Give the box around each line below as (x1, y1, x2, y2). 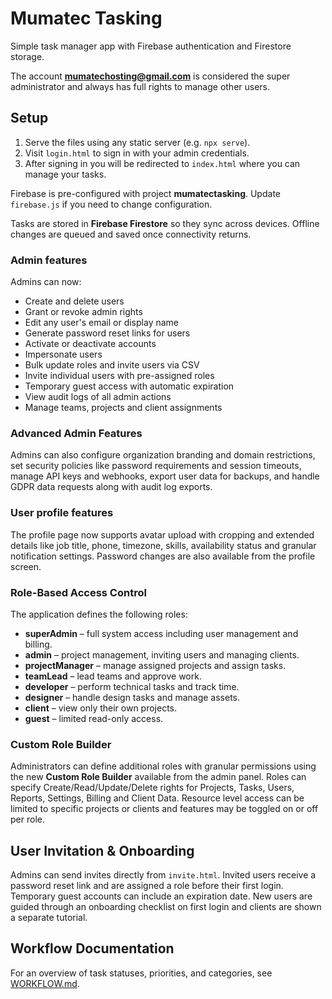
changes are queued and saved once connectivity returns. (10, 228, 252, 240)
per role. (10, 813, 45, 826)
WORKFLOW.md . (10, 977, 80, 989)
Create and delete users (24, 295, 125, 307)
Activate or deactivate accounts (24, 338, 157, 350)
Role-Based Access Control (10, 585, 147, 599)
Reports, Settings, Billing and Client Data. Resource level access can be (10, 792, 305, 804)
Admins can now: (10, 276, 82, 288)
